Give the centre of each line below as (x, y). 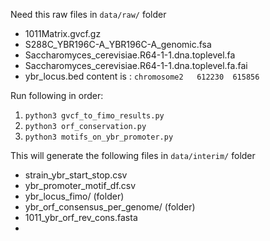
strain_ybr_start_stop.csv (76, 175)
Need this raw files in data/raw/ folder (88, 14)
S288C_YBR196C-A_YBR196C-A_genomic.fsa (118, 44)
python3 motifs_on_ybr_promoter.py (99, 137)
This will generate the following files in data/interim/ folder (133, 155)
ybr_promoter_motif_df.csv (80, 185)
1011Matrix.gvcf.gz (63, 33)
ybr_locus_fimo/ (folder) (74, 196)
